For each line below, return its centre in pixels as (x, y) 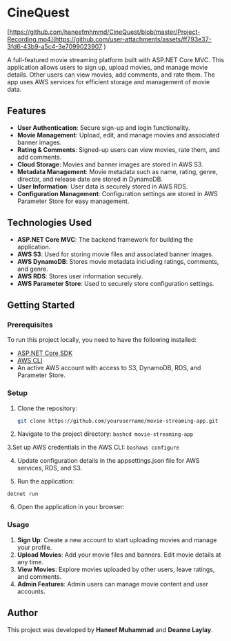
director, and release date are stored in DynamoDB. (90, 179)
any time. (30, 562)
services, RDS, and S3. (50, 468)
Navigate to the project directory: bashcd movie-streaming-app (105, 434)
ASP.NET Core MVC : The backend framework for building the (105, 239)
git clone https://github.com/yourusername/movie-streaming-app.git (118, 421)
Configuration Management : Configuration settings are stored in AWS (118, 193)
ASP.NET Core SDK (45, 353)
